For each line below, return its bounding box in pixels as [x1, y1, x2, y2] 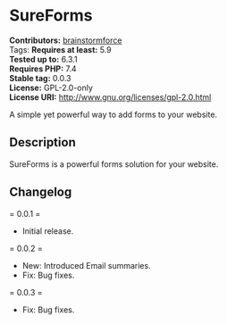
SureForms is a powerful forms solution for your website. [9, 158, 219, 170]
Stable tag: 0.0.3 [9, 72, 71, 83]
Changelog [9, 185, 72, 200]
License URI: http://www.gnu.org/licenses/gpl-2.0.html [9, 91, 212, 103]
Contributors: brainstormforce [9, 35, 122, 46]
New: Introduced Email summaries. [21, 260, 151, 270]
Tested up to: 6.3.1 [9, 54, 78, 64]
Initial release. [21, 225, 74, 237]
